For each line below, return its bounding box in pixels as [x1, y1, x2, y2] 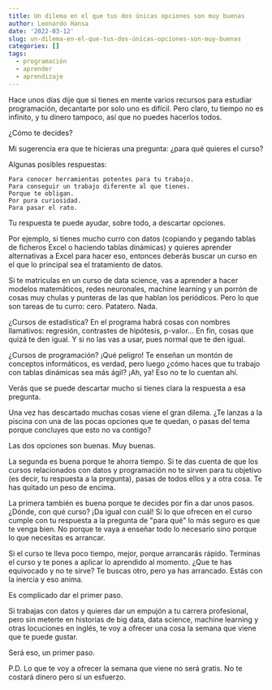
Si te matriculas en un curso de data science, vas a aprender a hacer [8, 275, 239, 285]
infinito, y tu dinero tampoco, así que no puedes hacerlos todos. [8, 111, 222, 122]
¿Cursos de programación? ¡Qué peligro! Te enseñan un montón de [8, 350, 233, 360]
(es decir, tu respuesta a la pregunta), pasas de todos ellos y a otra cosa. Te [8, 474, 262, 483]
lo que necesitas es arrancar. [8, 532, 106, 542]
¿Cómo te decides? [8, 128, 73, 138]
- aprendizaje [15, 72, 63, 81]
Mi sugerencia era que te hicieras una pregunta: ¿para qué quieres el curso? [8, 143, 264, 153]
